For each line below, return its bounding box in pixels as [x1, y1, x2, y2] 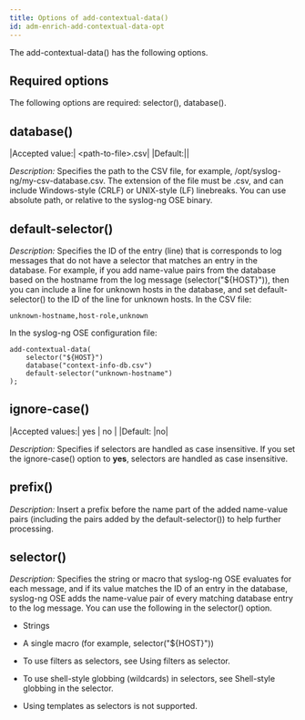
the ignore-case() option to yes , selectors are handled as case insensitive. [9, 453, 289, 464]
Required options [9, 73, 109, 88]
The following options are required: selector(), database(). [9, 98, 227, 108]
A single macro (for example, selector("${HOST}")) [22, 638, 214, 649]
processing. [9, 523, 55, 534]
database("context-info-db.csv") [25, 361, 153, 370]
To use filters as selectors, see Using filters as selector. [22, 655, 230, 666]
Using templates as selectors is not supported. [22, 701, 198, 712]
